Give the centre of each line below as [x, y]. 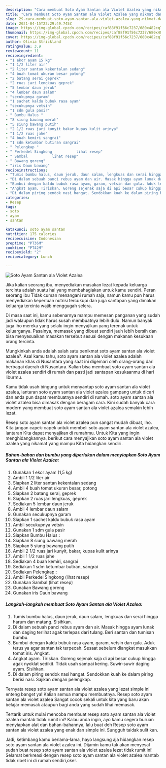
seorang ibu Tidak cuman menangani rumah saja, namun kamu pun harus [80, 295]
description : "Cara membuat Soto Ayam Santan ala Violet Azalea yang [79, 10]
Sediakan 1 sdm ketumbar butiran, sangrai [55, 566]
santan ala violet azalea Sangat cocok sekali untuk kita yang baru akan [77, 699]
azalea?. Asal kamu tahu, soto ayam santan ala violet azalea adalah [74, 356]
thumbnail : [17, 33]
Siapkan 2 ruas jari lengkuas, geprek [50, 498]
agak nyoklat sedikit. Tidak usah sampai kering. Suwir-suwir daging [81, 663]
